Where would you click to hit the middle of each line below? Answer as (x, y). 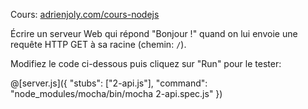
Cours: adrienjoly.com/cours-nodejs (85, 14)
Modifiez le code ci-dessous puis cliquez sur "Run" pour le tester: (146, 63)
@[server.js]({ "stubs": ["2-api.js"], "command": (109, 83)
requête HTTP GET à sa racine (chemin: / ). (98, 44)
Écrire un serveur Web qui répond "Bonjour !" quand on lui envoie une (154, 33)
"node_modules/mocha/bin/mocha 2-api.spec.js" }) (116, 93)
